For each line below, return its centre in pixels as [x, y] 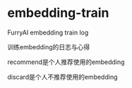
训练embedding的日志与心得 [49, 46]
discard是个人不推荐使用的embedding [62, 77]
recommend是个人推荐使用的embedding [66, 62]
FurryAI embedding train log [48, 32]
